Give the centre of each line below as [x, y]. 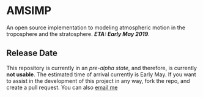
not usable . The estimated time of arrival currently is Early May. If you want [102, 74]
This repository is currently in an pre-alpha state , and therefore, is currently [102, 68]
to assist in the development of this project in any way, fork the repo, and [98, 81]
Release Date [32, 53]
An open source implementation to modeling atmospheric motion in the [96, 27]
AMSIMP [29, 11]
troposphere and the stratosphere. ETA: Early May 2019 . [78, 34]
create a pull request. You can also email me [62, 87]
